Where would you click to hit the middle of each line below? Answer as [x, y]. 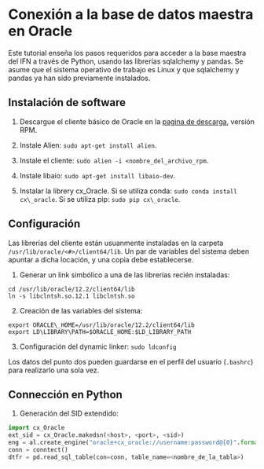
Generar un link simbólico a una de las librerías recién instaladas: [125, 275]
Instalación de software [67, 103]
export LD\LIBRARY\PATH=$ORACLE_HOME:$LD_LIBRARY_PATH [100, 332]
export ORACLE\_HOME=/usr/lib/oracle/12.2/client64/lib [101, 325]
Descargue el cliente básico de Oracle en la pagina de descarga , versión [137, 121]
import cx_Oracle [37, 428]
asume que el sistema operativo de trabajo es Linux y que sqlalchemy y [124, 69]
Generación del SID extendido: [69, 413]
